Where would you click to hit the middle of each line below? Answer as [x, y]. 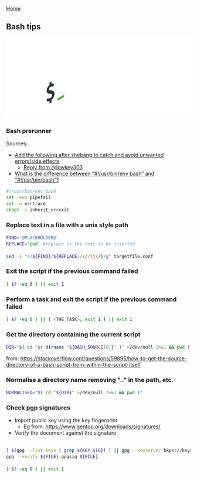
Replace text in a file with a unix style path [67, 225]
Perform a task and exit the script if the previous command [91, 299]
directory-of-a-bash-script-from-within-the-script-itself [74, 364]
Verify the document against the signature [65, 433]
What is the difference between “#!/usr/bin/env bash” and [84, 174]
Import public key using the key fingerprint [66, 421]
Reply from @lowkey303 [53, 168]
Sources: [17, 144]
